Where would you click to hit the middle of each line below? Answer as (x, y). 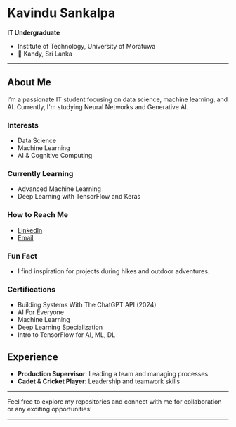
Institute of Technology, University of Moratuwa (86, 46)
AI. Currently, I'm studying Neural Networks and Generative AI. (98, 106)
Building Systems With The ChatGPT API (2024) (87, 305)
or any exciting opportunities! (50, 409)
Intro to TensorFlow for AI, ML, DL (66, 335)
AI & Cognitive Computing (55, 156)
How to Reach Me (38, 215)
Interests (23, 125)
